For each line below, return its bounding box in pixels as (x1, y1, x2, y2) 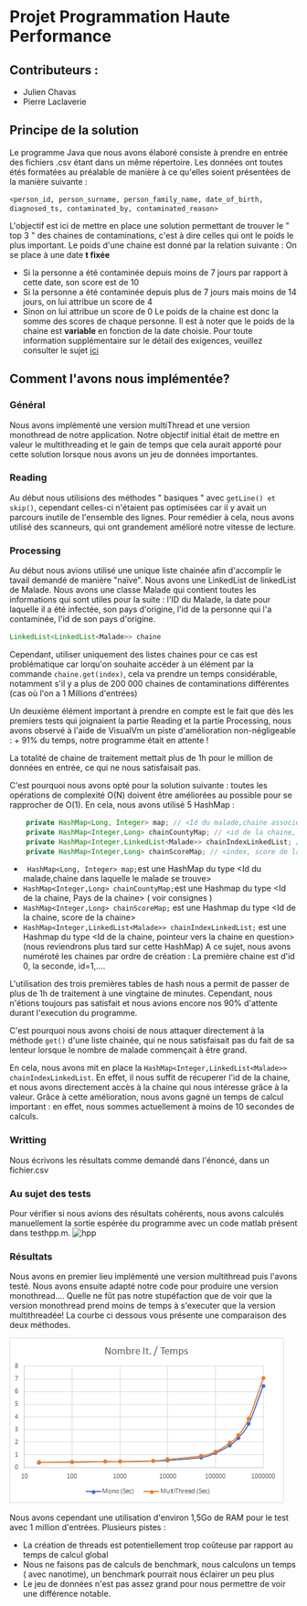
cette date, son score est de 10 (22, 276, 140, 287)
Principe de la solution (9, 123, 140, 138)
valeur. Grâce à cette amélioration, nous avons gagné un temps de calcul (9, 1091, 284, 1103)
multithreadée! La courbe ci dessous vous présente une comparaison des (9, 1310, 287, 1321)
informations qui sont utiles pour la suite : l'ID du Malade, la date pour (9, 594, 271, 605)
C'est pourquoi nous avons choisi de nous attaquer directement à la (9, 1025, 265, 1036)
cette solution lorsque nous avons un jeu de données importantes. (9, 448, 259, 459)
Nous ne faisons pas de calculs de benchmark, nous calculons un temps (22, 1559, 297, 1570)
